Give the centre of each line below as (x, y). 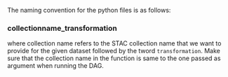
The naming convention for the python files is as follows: (89, 10)
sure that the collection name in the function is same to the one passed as (114, 58)
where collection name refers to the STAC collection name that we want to (114, 43)
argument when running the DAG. (55, 66)
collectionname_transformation (62, 28)
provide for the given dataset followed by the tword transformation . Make (114, 51)
